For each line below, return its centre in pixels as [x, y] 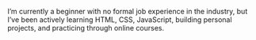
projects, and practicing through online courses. [86, 28]
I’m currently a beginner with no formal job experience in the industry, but [128, 11]
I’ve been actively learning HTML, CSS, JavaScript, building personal [120, 20]
